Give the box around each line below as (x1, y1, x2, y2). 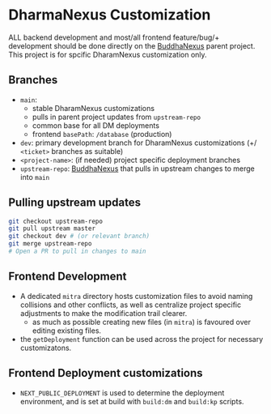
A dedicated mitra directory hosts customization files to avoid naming (19, 291, 253, 301)
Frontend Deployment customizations (8, 366, 204, 380)
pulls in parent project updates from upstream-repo (32, 112, 201, 122)
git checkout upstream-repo (8, 217, 104, 225)
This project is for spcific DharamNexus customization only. (8, 49, 208, 59)
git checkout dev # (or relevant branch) (8, 233, 150, 241)
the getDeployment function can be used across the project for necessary (19, 334, 264, 344)
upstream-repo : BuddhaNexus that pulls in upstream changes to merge (19, 164, 255, 173)
